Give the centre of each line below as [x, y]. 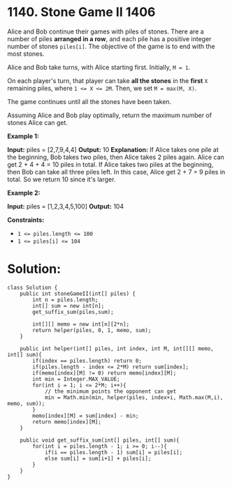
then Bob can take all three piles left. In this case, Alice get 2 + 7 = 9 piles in [116, 172]
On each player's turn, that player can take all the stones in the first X [108, 80]
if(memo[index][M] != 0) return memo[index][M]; [104, 373]
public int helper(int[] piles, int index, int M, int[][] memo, [117, 349]
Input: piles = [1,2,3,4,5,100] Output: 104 [66, 206]
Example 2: [24, 193]
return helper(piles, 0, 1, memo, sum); [92, 330]
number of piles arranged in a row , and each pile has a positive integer [109, 38]
